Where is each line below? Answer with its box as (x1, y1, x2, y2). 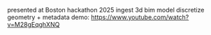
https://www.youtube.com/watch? (90, 13, 189, 21)
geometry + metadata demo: (7, 13, 89, 21)
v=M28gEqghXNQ (7, 21, 60, 28)
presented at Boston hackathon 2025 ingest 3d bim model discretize (7, 6, 205, 14)
